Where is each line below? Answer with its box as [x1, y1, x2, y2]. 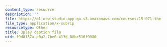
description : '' [5, 12, 39, 17]
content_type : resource [5, 7, 55, 12]
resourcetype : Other [5, 25, 48, 30]
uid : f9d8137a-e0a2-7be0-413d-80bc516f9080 [5, 35, 97, 40]
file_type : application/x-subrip [5, 21, 75, 26]
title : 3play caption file [5, 30, 61, 35]
